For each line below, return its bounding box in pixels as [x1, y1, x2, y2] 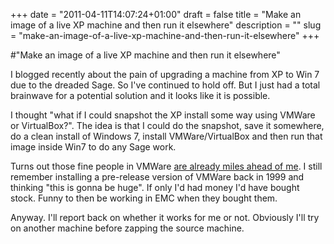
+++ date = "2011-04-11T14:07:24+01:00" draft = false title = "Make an [10, 9, 302, 20]
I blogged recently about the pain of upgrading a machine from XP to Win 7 [10, 69, 320, 80]
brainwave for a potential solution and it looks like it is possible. [10, 90, 271, 101]
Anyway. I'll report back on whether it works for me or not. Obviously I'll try [10, 212, 320, 223]
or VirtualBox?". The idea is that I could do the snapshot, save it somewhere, [10, 120, 325, 131]
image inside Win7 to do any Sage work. [10, 141, 177, 153]
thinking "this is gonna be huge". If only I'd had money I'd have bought [10, 182, 300, 193]
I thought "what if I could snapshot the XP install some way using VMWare [10, 109, 316, 121]
